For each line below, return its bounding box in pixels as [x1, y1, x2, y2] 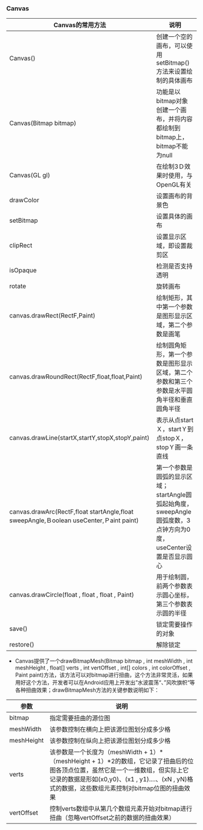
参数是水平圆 [156, 386, 193, 395]
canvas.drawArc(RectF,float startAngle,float [9, 508, 134, 516]
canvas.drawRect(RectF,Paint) [9, 311, 95, 320]
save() [9, 625, 28, 633]
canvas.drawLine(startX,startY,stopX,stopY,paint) [9, 433, 150, 442]
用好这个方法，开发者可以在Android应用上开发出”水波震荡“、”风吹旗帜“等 [14, 679, 195, 686]
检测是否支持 [156, 262, 193, 270]
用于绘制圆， [156, 573, 193, 581]
